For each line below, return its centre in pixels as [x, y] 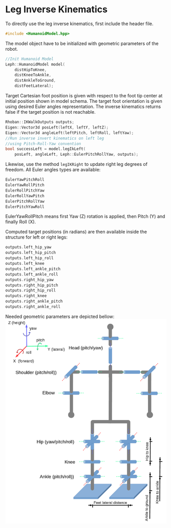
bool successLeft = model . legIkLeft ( [46, 149]
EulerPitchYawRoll [25, 207]
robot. [12, 49]
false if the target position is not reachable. [50, 112]
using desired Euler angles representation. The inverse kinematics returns [83, 107]
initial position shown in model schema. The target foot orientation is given [84, 101]
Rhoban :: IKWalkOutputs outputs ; [40, 122]
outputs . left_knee [25, 264]
